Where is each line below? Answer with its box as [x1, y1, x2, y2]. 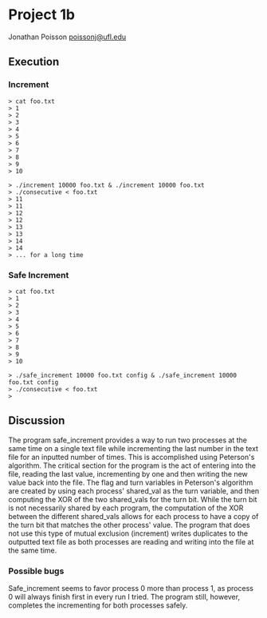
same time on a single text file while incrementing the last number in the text [8, 443, 259, 453]
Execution [8, 55, 60, 69]
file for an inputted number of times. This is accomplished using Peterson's [8, 452, 255, 462]
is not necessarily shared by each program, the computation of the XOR [8, 503, 244, 513]
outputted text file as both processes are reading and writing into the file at [8, 537, 254, 546]
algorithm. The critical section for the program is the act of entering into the [8, 461, 257, 470]
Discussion [8, 414, 65, 428]
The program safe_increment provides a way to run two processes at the [8, 435, 247, 445]
